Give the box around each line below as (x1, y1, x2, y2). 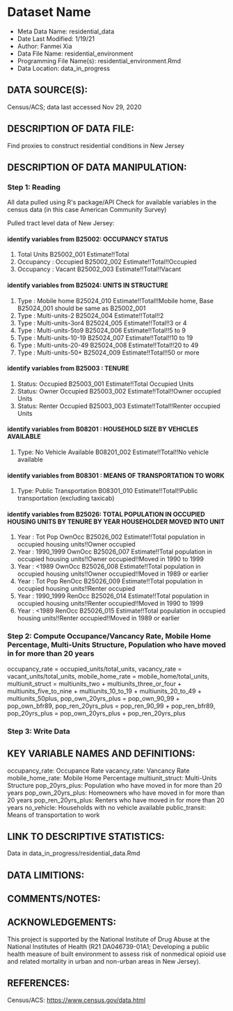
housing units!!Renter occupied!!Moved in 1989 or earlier (17, 614, 180, 622)
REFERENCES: (7, 978, 70, 989)
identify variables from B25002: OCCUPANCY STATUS (7, 234, 169, 243)
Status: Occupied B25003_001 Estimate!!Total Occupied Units (17, 380, 194, 388)
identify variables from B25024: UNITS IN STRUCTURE (7, 281, 169, 289)
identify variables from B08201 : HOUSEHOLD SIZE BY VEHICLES (7, 425, 199, 433)
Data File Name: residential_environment (17, 49, 134, 58)
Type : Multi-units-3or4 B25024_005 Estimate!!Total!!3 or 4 (17, 318, 187, 327)
